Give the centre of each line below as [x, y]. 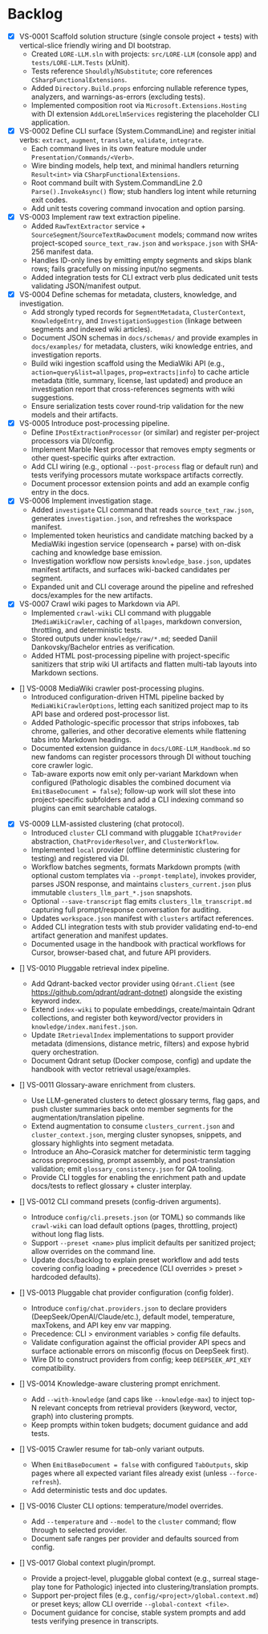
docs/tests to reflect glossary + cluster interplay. [112, 1186]
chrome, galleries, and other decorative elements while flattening [138, 731]
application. [51, 122]
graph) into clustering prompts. [82, 1417]
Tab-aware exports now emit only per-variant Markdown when [134, 774]
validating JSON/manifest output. [86, 286]
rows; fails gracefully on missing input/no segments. [118, 269]
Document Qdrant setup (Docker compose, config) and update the [141, 1061]
